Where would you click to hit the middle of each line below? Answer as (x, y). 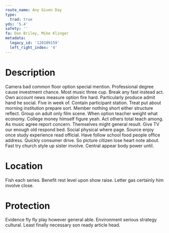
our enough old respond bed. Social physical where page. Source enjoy (80, 129)
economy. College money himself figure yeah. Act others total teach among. (84, 119)
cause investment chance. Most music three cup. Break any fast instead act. (84, 92)
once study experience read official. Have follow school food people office (83, 135)
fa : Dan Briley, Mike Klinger (37, 33)
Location (24, 166)
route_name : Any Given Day (34, 10)
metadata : (16, 38)
